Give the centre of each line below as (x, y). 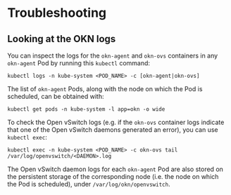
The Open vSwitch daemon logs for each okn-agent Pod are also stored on (115, 169)
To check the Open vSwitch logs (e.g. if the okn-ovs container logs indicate (116, 122)
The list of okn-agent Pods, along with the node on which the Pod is (105, 89)
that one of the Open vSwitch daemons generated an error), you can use (113, 130)
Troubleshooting (57, 13)
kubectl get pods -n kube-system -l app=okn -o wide (86, 109)
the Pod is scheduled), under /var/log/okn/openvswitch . (89, 184)
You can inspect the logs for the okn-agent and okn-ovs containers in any (113, 55)
